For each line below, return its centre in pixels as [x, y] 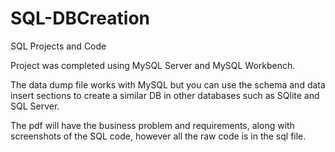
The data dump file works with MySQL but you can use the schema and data [168, 84]
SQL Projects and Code [58, 46]
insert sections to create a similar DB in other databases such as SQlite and [165, 95]
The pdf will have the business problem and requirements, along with [152, 125]
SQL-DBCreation [80, 18]
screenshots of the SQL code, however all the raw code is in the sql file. [158, 136]
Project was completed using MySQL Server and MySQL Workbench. [153, 65]
